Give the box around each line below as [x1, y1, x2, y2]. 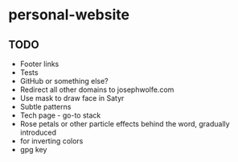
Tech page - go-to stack [19, 110, 101, 120]
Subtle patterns [19, 102, 72, 111]
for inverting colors [19, 136, 84, 146]
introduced [19, 127, 57, 137]
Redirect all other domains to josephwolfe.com [19, 85, 174, 94]
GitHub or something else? [19, 77, 109, 85]
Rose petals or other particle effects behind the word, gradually [19, 119, 231, 128]
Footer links [19, 59, 59, 69]
